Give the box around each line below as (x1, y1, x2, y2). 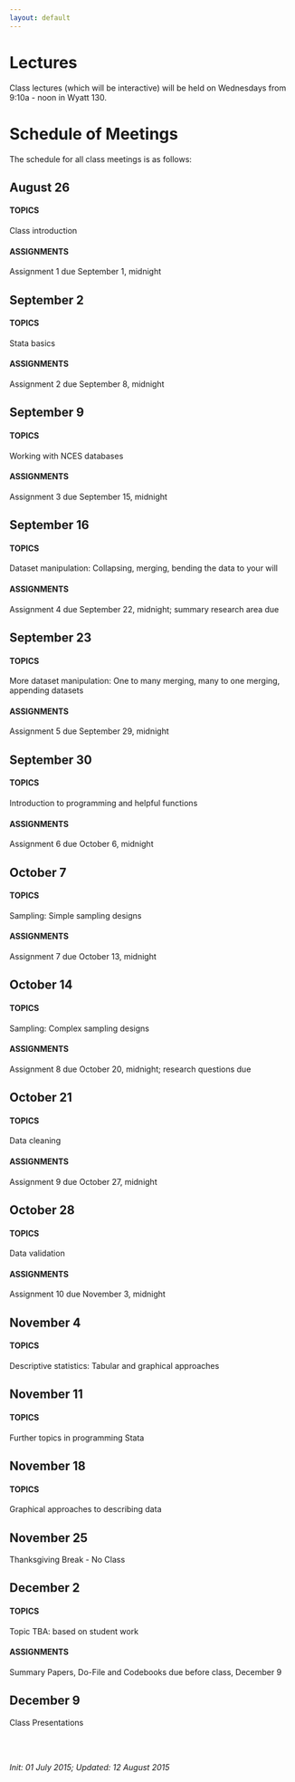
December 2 (9, 1580, 81, 1595)
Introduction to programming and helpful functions (9, 798, 198, 809)
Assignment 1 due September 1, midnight (9, 266, 162, 277)
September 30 (9, 752, 92, 767)
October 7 (9, 864, 67, 880)
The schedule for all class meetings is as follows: (9, 153, 193, 164)
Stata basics (9, 337, 56, 349)
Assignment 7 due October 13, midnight (9, 951, 157, 962)
